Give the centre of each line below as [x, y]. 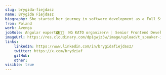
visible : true [20, 65]
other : [21, 60]
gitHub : [22, 56]
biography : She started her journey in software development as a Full [80, 19]
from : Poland [19, 23]
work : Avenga [19, 28]
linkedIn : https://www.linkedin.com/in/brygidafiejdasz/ [74, 46]
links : [12, 42]
